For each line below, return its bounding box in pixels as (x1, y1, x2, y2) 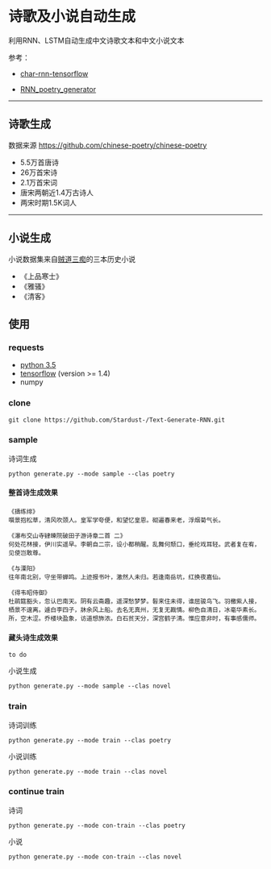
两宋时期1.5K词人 (19, 197, 77, 207)
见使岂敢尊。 (8, 549, 45, 557)
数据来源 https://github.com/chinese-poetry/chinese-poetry (8, 140, 207, 150)
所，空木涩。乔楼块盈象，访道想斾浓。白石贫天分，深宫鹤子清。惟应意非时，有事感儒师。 (8, 614, 261, 623)
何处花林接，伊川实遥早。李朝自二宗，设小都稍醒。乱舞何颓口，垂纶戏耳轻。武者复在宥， (8, 541, 261, 549)
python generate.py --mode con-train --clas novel (8, 852, 182, 861)
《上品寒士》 (19, 271, 63, 281)
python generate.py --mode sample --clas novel (8, 682, 172, 690)
